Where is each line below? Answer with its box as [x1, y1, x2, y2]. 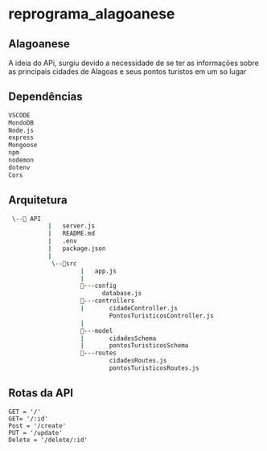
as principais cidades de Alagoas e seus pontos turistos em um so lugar [8, 67, 247, 76]
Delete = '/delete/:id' [8, 436, 88, 444]
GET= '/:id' [8, 415, 48, 423]
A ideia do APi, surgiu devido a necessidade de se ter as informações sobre [8, 58, 260, 68]
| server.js [47, 222, 95, 230]
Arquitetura [8, 194, 68, 207]
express [8, 133, 35, 141]
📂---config [80, 282, 117, 290]
